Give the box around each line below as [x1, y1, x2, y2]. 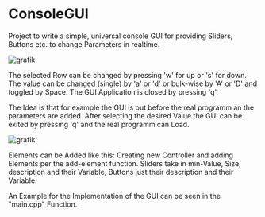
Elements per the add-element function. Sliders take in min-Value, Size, [8, 158, 242, 168]
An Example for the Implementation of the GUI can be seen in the [8, 191, 221, 200]
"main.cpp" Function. [8, 200, 78, 209]
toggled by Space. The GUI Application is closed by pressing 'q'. [8, 87, 219, 96]
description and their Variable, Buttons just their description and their [8, 167, 234, 176]
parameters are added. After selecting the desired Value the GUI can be [8, 110, 243, 120]
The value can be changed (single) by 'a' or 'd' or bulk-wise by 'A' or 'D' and [8, 79, 258, 88]
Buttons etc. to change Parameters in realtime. [8, 39, 160, 48]
